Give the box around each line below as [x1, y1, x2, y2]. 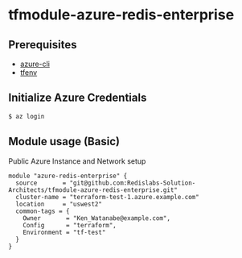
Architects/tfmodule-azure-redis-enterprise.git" [8, 185, 178, 194]
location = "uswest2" [15, 200, 103, 208]
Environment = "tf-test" [23, 228, 106, 236]
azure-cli [19, 59, 51, 69]
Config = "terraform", [23, 221, 117, 229]
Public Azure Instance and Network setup [8, 156, 146, 166]
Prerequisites [8, 38, 77, 52]
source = [15, 179, 67, 187]
